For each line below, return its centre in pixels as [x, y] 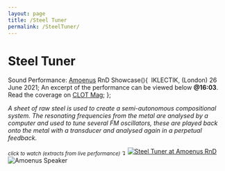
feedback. [23, 138]
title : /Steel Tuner [38, 20]
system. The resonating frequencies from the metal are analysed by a [108, 116]
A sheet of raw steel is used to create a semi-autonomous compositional [112, 108]
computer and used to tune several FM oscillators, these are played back [113, 123]
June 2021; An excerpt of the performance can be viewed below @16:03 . [113, 88]
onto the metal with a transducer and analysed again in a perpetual [105, 131]
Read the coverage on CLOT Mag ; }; [60, 95]
